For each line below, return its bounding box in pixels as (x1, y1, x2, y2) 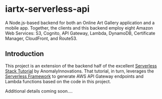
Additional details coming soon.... (5, 88, 73, 94)
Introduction (5, 50, 44, 58)
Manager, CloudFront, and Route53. (5, 35, 78, 41)
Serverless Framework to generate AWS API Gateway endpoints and (5, 73, 144, 79)
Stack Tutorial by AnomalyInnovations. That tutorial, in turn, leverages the (5, 68, 154, 74)
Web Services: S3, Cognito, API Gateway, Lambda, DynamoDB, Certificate (5, 30, 156, 36)
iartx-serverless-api (5, 3, 90, 15)
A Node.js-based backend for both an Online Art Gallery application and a (5, 20, 155, 26)
